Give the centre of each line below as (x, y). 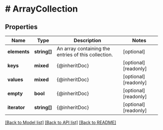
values (15, 80)
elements (19, 52)
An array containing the (83, 49)
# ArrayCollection (41, 9)
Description (87, 41)
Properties (21, 27)
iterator (16, 107)
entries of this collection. (85, 55)
